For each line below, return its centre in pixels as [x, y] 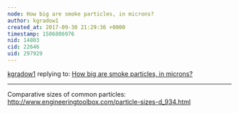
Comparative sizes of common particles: [67, 94]
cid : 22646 [23, 47]
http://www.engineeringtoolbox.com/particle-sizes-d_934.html [99, 102]
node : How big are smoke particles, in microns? [81, 14]
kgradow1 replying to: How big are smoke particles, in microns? [100, 74]
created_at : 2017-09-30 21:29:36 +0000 [67, 27]
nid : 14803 [23, 41]
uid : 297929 [25, 54]
